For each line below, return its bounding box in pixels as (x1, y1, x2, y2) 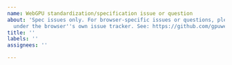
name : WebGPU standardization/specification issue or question (7, 10, 193, 17)
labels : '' (7, 36, 39, 42)
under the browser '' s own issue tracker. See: (13, 23, 150, 29)
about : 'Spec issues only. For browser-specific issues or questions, (7, 16, 215, 23)
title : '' (7, 29, 36, 36)
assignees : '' (7, 42, 48, 49)
